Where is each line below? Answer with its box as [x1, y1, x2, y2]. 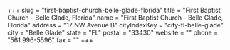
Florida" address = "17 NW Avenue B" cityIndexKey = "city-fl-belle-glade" [7, 21, 224, 29]
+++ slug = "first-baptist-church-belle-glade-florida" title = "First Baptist [7, 6, 221, 14]
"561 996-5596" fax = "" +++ [7, 36, 94, 44]
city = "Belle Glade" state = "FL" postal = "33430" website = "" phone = [7, 28, 219, 37]
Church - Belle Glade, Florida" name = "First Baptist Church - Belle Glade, [7, 13, 224, 22]
